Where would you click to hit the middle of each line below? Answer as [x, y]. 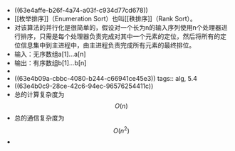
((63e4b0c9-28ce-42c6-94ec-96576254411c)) [84, 86]
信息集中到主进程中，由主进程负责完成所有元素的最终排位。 [108, 45]
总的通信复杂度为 [39, 118]
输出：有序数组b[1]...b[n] [50, 63]
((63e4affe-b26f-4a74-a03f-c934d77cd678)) [81, 10]
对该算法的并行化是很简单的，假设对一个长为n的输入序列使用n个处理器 [118, 27]
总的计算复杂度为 [39, 94]
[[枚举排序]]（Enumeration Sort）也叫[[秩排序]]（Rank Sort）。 [105, 18]
